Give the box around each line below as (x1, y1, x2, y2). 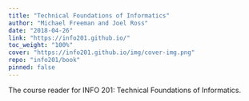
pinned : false (8, 64, 56, 72)
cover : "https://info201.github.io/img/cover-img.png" (8, 49, 195, 56)
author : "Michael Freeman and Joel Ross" (8, 19, 149, 27)
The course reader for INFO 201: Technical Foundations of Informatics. (8, 85, 242, 95)
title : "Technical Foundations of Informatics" (8, 11, 171, 20)
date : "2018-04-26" (8, 26, 74, 34)
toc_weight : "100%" (8, 41, 74, 49)
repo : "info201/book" (8, 56, 81, 64)
